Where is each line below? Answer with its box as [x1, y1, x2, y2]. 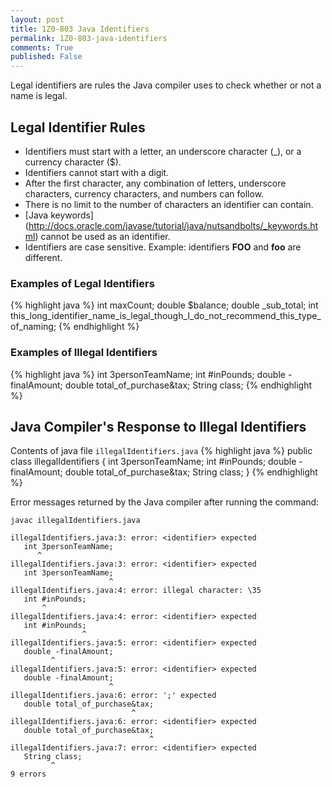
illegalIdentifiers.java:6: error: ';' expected [10, 691, 217, 701]
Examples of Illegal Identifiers [10, 346, 158, 360]
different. [24, 251, 63, 263]
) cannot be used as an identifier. [34, 230, 171, 242]
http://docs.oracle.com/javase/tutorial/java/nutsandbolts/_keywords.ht [28, 219, 319, 231]
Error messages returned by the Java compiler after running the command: [10, 496, 320, 508]
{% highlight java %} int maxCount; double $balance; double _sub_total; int [10, 299, 319, 311]
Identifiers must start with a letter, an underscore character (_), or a [24, 145, 302, 157]
